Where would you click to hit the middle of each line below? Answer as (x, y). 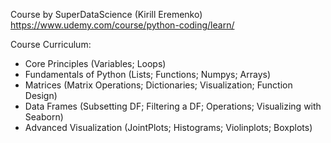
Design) (41, 95)
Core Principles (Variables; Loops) (95, 63)
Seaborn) (44, 117)
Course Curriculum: (51, 44)
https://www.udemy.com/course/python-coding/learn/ (122, 25)
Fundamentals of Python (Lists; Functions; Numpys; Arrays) (148, 74)
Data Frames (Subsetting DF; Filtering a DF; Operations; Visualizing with (173, 106)
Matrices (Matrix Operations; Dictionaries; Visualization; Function (158, 85)
